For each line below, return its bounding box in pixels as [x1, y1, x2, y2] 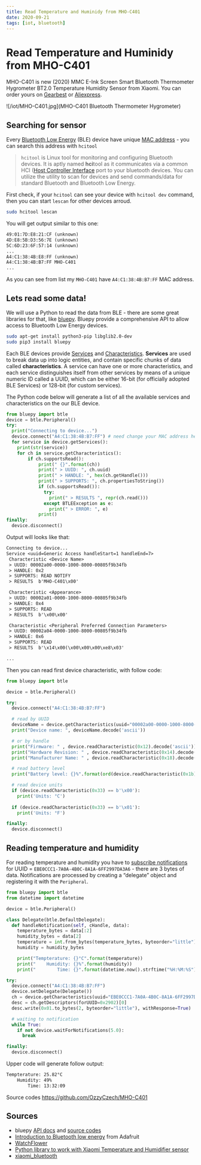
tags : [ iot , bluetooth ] [6, 20, 66, 26]
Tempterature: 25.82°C [6, 1071, 63, 1077]
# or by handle [11, 738, 50, 744]
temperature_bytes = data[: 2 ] [17, 928, 93, 934]
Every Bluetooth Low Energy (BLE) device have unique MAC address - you [6, 136, 190, 143]
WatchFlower [14, 1140, 48, 1147]
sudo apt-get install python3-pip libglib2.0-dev [6, 333, 133, 339]
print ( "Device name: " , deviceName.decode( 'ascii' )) [11, 727, 146, 733]
